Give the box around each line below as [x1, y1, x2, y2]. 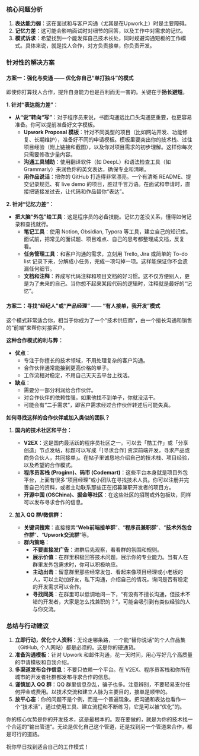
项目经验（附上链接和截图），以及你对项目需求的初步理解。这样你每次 [23, 144, 192, 151]
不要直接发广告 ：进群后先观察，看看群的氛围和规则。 [32, 546, 163, 553]
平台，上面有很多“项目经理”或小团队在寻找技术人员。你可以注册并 [23, 476, 184, 483]
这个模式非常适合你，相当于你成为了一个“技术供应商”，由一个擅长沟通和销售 [6, 317, 192, 324]
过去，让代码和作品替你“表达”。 [49, 188, 127, 195]
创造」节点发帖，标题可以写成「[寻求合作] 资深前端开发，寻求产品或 [23, 447, 190, 454]
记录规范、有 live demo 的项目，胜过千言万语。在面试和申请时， [28, 181, 185, 188]
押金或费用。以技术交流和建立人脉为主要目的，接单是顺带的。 [20, 688, 171, 695]
